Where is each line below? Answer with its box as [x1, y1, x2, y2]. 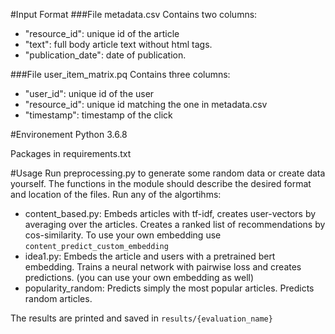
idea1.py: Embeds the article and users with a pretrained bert [24, 250, 276, 262]
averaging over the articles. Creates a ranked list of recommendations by [24, 219, 326, 230]
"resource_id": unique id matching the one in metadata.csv [24, 99, 268, 110]
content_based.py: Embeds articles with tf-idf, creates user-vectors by [24, 208, 317, 219]
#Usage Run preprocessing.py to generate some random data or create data [10, 167, 326, 179]
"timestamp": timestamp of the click [24, 109, 173, 121]
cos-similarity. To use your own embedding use [24, 229, 222, 241]
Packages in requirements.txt [10, 148, 132, 159]
